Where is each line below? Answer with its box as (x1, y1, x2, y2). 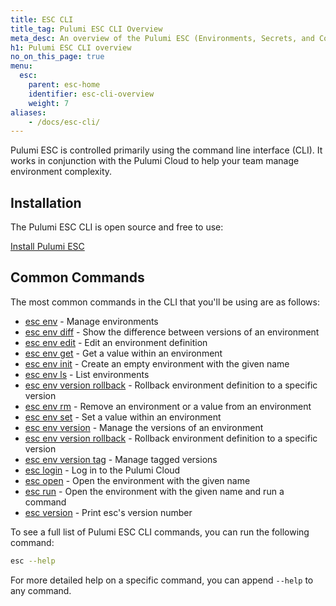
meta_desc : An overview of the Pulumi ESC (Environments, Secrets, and (10, 33, 315, 43)
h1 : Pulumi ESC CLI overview (10, 42, 132, 53)
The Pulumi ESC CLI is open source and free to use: (10, 221, 224, 233)
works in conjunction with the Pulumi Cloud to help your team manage (10, 155, 300, 167)
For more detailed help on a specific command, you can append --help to (10, 574, 314, 586)
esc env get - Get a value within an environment (24, 347, 223, 359)
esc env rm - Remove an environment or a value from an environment (24, 400, 312, 412)
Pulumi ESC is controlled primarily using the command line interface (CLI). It (10, 144, 323, 156)
